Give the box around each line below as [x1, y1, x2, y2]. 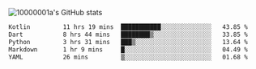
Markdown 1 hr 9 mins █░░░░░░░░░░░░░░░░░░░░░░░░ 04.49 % [8, 45, 249, 54]
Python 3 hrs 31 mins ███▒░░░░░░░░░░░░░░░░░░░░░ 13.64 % [8, 38, 249, 46]
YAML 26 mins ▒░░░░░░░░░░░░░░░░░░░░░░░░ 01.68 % [8, 53, 249, 61]
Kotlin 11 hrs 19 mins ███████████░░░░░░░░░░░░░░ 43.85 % [8, 23, 249, 31]
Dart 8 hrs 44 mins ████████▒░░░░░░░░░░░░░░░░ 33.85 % [8, 30, 249, 39]
